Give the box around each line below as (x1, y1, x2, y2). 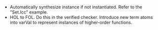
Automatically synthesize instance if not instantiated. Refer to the (9, 4, 142, 10)
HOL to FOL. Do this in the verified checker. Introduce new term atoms (9, 15, 153, 20)
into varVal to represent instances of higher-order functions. (9, 19, 132, 25)
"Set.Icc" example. (9, 9, 48, 15)
